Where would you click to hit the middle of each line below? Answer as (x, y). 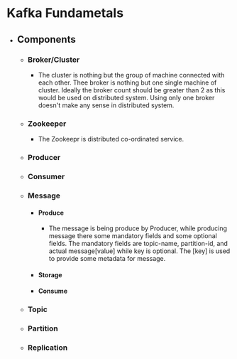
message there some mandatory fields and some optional (133, 236)
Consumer (46, 177)
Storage (50, 274)
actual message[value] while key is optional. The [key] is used (139, 251)
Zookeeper (47, 124)
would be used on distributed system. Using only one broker (126, 97)
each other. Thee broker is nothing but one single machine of (127, 82)
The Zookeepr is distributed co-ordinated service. (111, 139)
